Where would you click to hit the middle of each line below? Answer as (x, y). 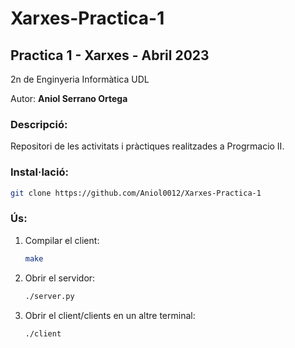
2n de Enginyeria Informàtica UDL (80, 79)
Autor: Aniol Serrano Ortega (69, 98)
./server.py (49, 296)
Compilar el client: (62, 240)
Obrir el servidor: (60, 278)
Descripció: (39, 124)
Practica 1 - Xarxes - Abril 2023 (110, 55)
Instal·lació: (39, 172)
